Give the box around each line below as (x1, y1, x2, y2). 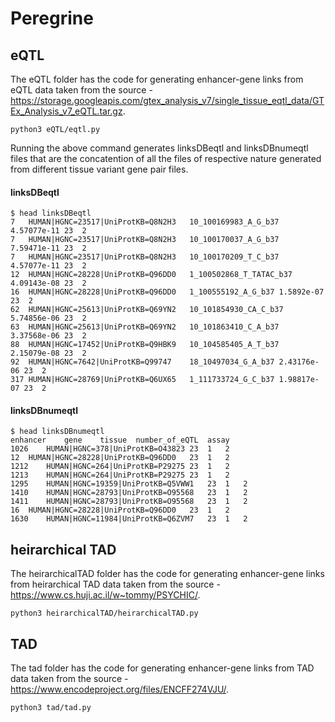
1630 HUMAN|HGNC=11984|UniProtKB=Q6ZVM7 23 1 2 (10, 514, 248, 524)
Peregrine (10, 7, 94, 30)
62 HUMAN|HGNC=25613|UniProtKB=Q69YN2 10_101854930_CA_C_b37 (10, 305, 284, 315)
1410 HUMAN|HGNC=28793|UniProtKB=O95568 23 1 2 (10, 488, 248, 498)
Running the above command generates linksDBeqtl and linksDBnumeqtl (10, 142, 309, 154)
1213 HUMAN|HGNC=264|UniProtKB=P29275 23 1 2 (10, 470, 230, 481)
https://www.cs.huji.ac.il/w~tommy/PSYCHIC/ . (10, 589, 201, 601)
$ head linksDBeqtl (10, 208, 92, 219)
